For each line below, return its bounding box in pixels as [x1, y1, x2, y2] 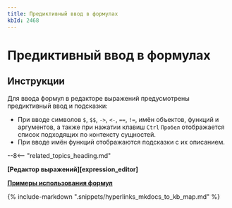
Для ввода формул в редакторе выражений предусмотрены [7, 94, 190, 102]
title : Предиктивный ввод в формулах [7, 10, 118, 18]
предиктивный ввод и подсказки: [7, 102, 108, 110]
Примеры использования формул [7, 178, 113, 187]
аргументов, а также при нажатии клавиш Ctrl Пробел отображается [17, 123, 225, 131]
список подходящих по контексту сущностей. [17, 130, 157, 138]
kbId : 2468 [7, 17, 39, 24]
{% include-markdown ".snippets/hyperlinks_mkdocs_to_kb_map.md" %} [7, 192, 221, 201]
